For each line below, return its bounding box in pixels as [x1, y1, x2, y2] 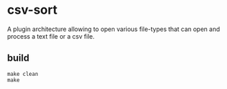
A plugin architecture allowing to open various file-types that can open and [7, 25, 221, 33]
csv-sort [7, 2, 57, 18]
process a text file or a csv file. [7, 32, 95, 40]
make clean [7, 70, 39, 77]
